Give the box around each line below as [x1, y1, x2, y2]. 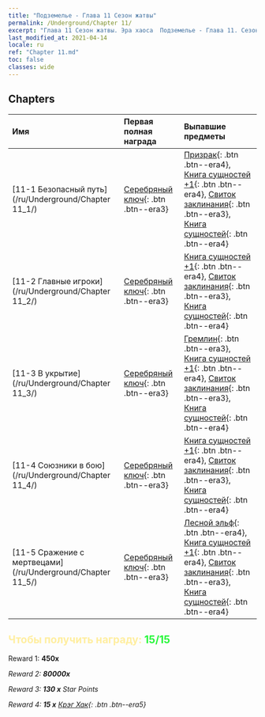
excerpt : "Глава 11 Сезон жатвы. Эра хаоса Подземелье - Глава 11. [8, 26, 238, 34]
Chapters [8, 93, 55, 106]
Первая [123, 116, 154, 127]
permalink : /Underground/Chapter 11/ [8, 19, 132, 27]
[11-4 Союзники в [12, 460, 84, 471]
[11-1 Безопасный [12, 184, 85, 195]
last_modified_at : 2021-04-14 [8, 33, 108, 42]
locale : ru [8, 41, 44, 49]
